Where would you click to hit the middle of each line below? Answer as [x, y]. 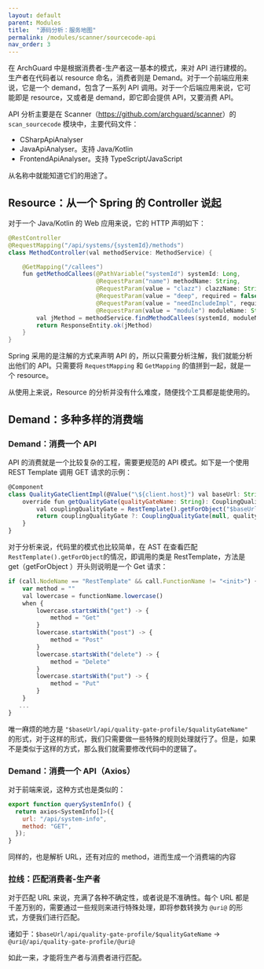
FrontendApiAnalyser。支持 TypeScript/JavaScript [101, 159]
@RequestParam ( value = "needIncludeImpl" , [166, 303]
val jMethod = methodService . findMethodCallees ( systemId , [133, 318]
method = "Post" [77, 640]
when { [33, 603]
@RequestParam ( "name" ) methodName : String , [168, 281]
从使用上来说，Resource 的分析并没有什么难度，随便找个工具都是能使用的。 [131, 392]
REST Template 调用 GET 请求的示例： [70, 472]
